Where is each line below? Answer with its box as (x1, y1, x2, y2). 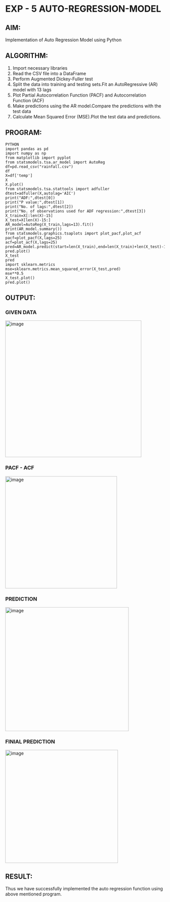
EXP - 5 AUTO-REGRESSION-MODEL (5, 3, 161, 15)
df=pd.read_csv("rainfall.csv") (5, 164, 73, 169)
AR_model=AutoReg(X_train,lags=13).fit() (5, 222, 94, 227)
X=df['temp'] (5, 173, 33, 178)
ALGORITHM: (5, 51, 48, 60)
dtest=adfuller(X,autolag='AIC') (5, 191, 76, 196)
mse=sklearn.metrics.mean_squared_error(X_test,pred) (5, 266, 121, 272)
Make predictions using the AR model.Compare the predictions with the (12, 103, 162, 109)
